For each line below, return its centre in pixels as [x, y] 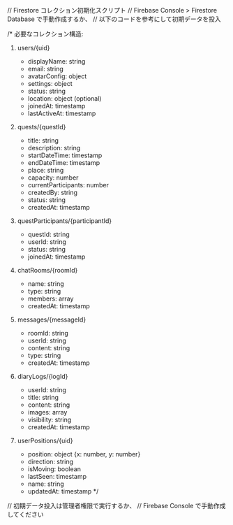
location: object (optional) [65, 99]
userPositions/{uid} [45, 440]
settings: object [50, 84]
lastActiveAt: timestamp [62, 113]
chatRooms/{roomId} [47, 270]
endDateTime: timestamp [64, 163]
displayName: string [57, 61]
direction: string [50, 461]
